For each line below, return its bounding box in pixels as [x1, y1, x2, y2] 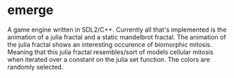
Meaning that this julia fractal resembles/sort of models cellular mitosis [7, 48, 213, 56]
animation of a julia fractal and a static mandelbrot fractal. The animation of [7, 32, 226, 41]
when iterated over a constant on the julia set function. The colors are [7, 55, 211, 63]
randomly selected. [7, 63, 64, 71]
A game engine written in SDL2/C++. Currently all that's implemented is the [7, 25, 227, 34]
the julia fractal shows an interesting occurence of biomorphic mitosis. [7, 40, 212, 48]
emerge [7, 2, 54, 18]
